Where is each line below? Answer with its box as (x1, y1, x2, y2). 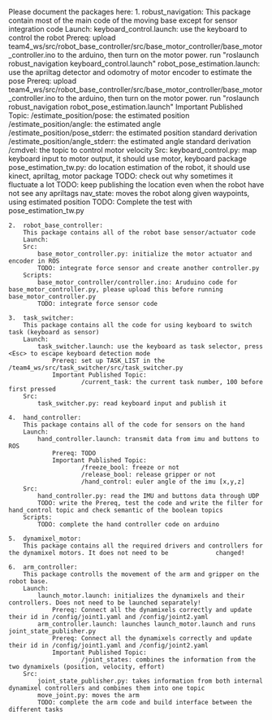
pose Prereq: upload (8, 76, 77, 85)
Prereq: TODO (51, 449, 96, 457)
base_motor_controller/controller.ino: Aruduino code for (37, 278, 238, 286)
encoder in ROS (8, 257, 60, 265)
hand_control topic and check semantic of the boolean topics (8, 506, 223, 514)
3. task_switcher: (8, 314, 75, 322)
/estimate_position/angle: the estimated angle (8, 120, 161, 129)
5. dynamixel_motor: (8, 535, 82, 543)
